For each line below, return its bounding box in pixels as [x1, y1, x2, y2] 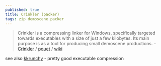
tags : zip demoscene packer [5, 16, 64, 21]
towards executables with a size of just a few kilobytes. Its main [17, 35, 149, 41]
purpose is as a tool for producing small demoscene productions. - [17, 41, 156, 47]
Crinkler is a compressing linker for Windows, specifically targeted [17, 30, 155, 36]
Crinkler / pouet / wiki [17, 46, 63, 52]
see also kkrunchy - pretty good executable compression [5, 56, 124, 62]
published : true [5, 7, 39, 12]
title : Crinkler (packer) [5, 12, 59, 17]
